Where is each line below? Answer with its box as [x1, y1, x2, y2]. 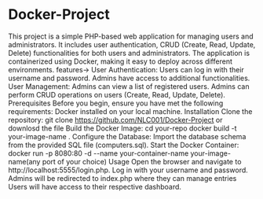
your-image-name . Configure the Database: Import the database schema [8, 131, 247, 141]
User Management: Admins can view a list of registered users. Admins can [8, 81, 250, 91]
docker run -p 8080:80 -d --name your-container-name [8, 148, 189, 158]
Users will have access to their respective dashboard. [8, 182, 182, 191]
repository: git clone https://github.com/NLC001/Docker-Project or [8, 115, 223, 124]
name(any [8, 157, 41, 166]
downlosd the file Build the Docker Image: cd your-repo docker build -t [8, 123, 237, 133]
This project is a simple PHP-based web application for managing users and [8, 31, 254, 41]
